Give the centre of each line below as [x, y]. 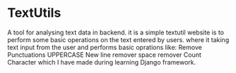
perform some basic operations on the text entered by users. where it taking [118, 39]
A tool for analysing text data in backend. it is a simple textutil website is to [116, 32]
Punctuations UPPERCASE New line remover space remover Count [104, 55]
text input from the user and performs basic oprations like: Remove [105, 47]
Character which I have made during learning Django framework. [102, 62]
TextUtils [34, 13]
